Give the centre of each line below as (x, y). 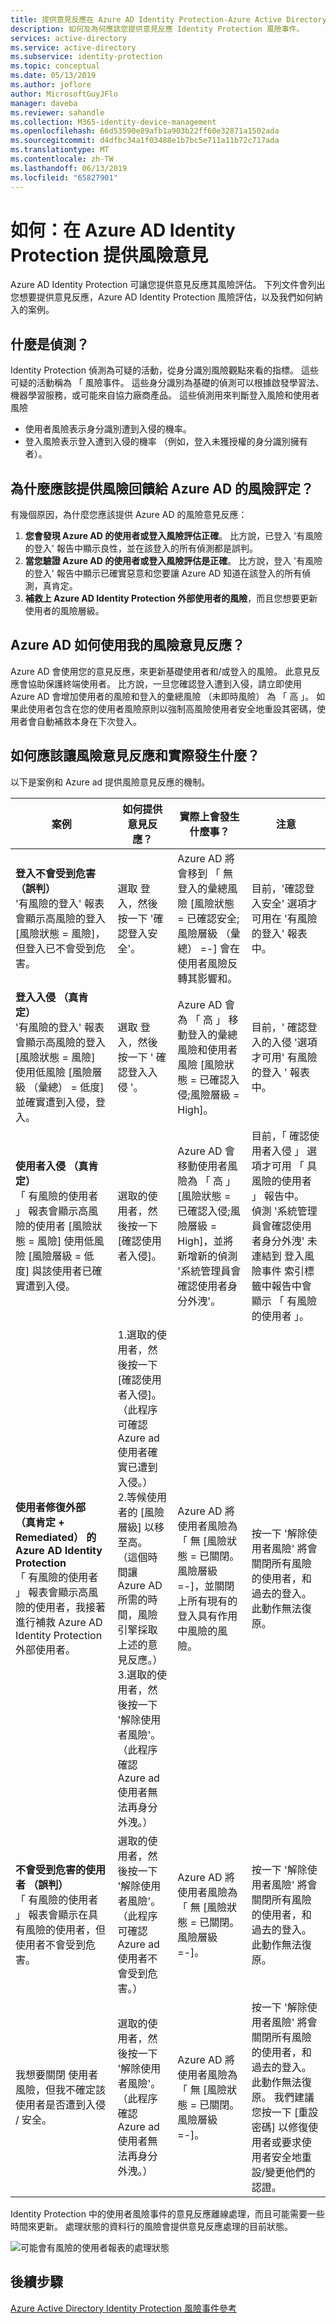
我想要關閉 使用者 (57, 2074)
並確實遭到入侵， (56, 1102)
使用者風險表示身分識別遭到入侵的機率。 (108, 429)
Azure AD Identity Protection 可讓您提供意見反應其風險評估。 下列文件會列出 (168, 285)
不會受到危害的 (51, 1869)
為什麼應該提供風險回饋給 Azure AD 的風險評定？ (162, 488)
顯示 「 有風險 (284, 1301)
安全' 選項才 (289, 903)
